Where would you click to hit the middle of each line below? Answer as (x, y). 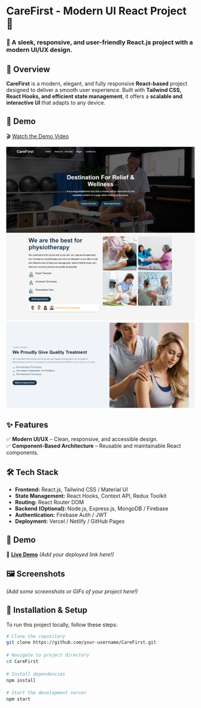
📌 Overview (28, 69)
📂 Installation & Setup (47, 610)
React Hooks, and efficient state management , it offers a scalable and (94, 96)
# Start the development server (46, 693)
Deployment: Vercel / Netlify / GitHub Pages (70, 522)
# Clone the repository (36, 636)
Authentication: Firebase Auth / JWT (61, 515)
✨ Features (27, 425)
